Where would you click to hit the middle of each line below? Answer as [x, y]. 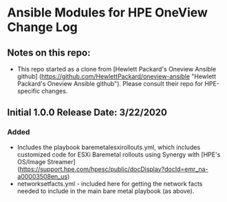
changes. [54, 91]
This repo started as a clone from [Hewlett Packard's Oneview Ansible [117, 69]
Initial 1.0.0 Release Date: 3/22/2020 [87, 112]
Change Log [42, 27]
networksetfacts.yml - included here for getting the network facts [110, 183]
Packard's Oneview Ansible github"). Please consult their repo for [110, 83]
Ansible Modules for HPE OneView [108, 13]
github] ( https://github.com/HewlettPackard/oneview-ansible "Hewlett [117, 76]
